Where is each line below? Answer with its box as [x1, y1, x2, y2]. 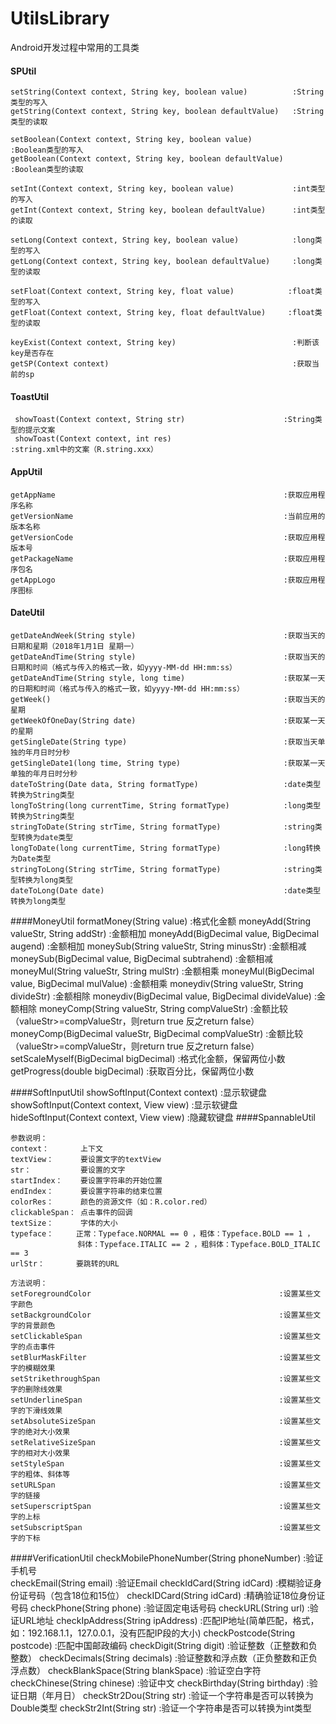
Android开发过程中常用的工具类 [10, 41, 140, 53]
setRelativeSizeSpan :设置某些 [10, 1437, 314, 1447]
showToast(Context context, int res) [14, 434, 172, 444]
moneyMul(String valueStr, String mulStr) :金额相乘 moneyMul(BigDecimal [10, 965, 315, 977]
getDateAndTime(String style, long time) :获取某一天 [10, 673, 326, 683]
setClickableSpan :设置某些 [10, 1331, 314, 1341]
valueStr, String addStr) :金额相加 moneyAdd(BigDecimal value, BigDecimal [10, 927, 320, 939]
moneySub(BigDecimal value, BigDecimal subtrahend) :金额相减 [10, 952, 273, 964]
